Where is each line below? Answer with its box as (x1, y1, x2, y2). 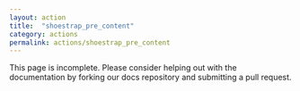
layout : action (9, 12, 66, 22)
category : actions (9, 29, 78, 38)
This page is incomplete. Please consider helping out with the (9, 62, 237, 73)
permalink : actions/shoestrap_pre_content (9, 37, 171, 47)
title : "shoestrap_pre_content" (9, 21, 135, 30)
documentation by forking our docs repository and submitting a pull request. (9, 72, 292, 83)
